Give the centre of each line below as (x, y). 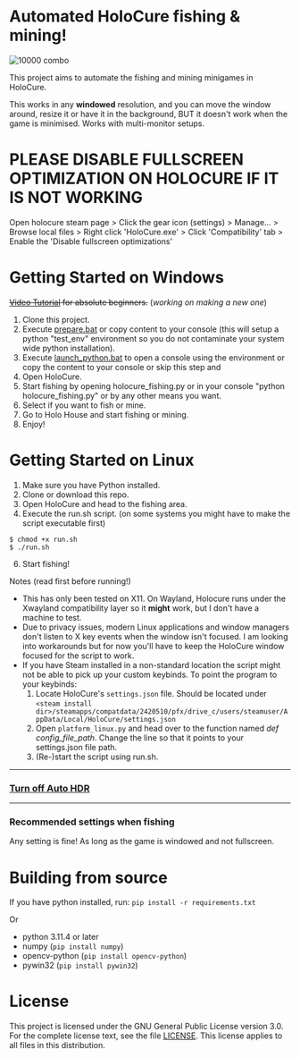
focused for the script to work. (78, 656)
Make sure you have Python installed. (91, 485)
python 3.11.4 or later (60, 937)
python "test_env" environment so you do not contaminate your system (153, 338)
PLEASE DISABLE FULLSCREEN (126, 160)
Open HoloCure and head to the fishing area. (104, 504)
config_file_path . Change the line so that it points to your (139, 737)
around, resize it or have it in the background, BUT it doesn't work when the (149, 114)
